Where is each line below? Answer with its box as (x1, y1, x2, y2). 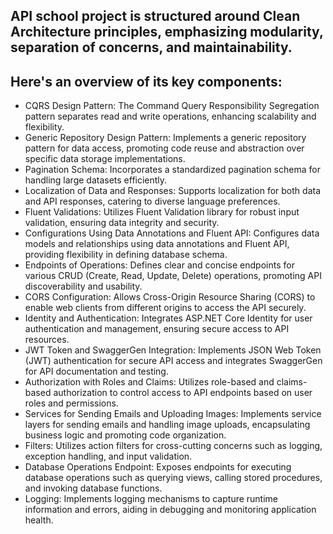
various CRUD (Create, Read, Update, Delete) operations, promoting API (24, 270, 322, 282)
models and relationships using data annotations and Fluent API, (24, 238, 290, 250)
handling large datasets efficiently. (24, 174, 168, 186)
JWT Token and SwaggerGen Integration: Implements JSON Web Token (24, 344, 322, 356)
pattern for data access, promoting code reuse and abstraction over (24, 142, 305, 154)
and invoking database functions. (24, 482, 163, 494)
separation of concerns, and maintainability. (10, 39, 293, 56)
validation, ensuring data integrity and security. (24, 217, 220, 229)
